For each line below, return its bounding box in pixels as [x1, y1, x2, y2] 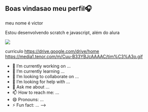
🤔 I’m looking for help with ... [12, 79, 70, 84]
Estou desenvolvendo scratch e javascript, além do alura [5, 29, 120, 35]
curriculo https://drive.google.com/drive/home [5, 48, 99, 54]
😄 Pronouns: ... [12, 96, 44, 102]
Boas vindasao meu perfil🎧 [5, 4, 92, 13]
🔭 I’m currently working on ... [12, 63, 71, 69]
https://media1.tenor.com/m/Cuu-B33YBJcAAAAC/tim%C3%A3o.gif [5, 54, 143, 59]
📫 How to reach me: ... [12, 89, 59, 95]
